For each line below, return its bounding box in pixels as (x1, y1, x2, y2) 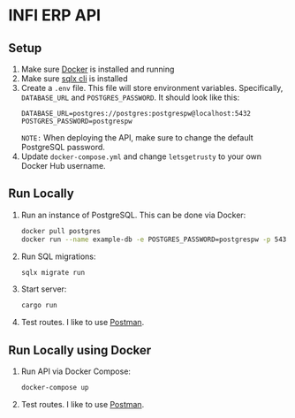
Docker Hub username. (20, 161, 107, 171)
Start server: (20, 284, 67, 294)
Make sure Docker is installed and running (20, 64, 175, 74)
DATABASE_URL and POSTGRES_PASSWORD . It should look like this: (20, 92, 240, 103)
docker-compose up (20, 384, 89, 392)
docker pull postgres (20, 226, 101, 235)
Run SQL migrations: (20, 251, 96, 262)
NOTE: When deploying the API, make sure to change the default (20, 133, 253, 142)
